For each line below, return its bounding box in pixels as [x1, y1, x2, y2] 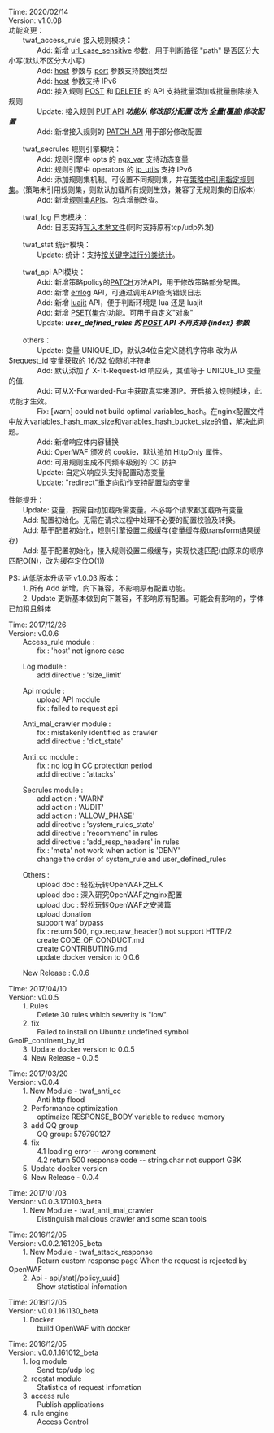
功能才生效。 [8, 396, 51, 406]
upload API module [37, 695, 101, 704]
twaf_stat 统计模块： [23, 240, 91, 249]
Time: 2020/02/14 [8, 7, 69, 16]
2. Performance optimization [23, 1104, 118, 1113]
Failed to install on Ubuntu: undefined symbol [37, 1027, 189, 1036]
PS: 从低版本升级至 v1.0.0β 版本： [8, 573, 121, 582]
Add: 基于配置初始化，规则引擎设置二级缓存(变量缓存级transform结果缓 [23, 525, 262, 535]
